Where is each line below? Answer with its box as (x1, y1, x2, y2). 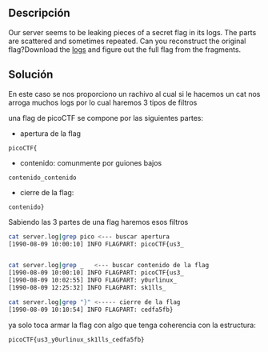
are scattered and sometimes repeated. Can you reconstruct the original (8, 36, 246, 46)
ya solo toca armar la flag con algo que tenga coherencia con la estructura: (8, 320, 256, 330)
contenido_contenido (8, 174, 78, 182)
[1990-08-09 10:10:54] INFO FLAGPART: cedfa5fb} (8, 306, 174, 314)
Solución (8, 68, 54, 82)
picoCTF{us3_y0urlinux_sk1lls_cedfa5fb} (8, 335, 146, 343)
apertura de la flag (19, 128, 82, 138)
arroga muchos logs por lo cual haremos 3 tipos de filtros (8, 98, 198, 107)
